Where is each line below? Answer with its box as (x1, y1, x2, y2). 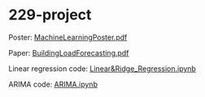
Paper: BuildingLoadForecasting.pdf (8, 48, 129, 57)
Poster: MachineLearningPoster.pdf (8, 32, 128, 42)
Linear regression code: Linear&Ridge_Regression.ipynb (8, 63, 197, 74)
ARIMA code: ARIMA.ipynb (8, 79, 98, 89)
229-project (8, 6, 92, 24)
